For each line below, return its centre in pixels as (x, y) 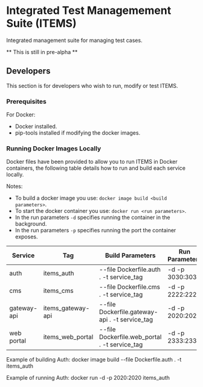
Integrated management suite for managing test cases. (75, 40)
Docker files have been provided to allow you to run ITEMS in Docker (92, 162)
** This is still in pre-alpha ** (42, 52)
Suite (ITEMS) (41, 23)
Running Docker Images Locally (54, 148)
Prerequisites (26, 101)
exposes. (26, 237)
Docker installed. (36, 126)
